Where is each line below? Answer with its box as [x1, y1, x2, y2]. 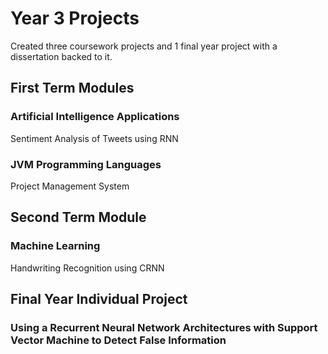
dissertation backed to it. [10, 50, 113, 62]
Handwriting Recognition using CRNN [10, 262, 165, 274]
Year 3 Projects [10, 7, 140, 30]
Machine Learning [10, 239, 101, 253]
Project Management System [10, 180, 130, 192]
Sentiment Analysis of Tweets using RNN [10, 132, 179, 144]
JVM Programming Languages [10, 157, 162, 171]
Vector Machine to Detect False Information [10, 333, 227, 347]
